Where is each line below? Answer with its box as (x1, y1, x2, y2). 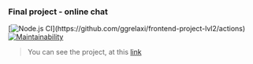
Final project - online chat (8, 6, 109, 17)
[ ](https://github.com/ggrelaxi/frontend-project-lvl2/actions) (8, 24, 246, 34)
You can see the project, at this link (27, 48, 142, 57)
